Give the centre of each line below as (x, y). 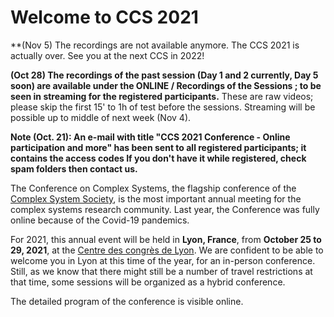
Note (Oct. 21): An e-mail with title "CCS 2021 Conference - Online (150, 137)
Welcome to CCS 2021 (104, 17)
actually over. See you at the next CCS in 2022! (107, 55)
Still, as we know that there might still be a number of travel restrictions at (161, 271)
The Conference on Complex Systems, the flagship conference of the (153, 188)
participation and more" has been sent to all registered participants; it (158, 147)
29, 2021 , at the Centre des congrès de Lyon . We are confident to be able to (167, 250)
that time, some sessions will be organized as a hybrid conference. (148, 282)
